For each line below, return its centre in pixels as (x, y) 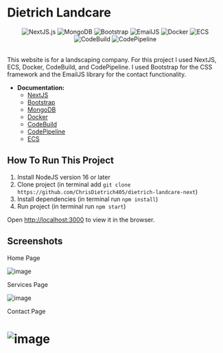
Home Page (24, 258)
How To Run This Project (61, 161)
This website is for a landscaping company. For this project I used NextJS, (112, 59)
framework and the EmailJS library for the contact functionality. (97, 74)
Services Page (27, 284)
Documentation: (41, 87)
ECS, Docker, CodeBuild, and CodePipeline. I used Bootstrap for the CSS (110, 67)
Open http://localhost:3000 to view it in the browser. (81, 220)
